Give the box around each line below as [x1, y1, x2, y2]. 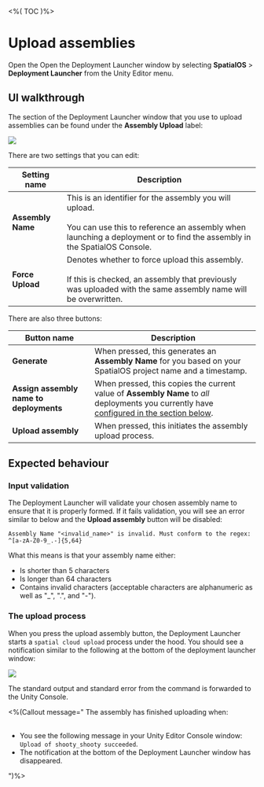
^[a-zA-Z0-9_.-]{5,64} [8, 537, 82, 545]
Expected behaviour [8, 457, 109, 470]
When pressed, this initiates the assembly [93, 420, 248, 431]
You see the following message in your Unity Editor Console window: [19, 730, 243, 740]
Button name [24, 332, 75, 343]
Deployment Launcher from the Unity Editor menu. [8, 68, 174, 78]
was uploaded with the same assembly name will [66, 283, 247, 294]
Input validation [8, 480, 69, 491]
